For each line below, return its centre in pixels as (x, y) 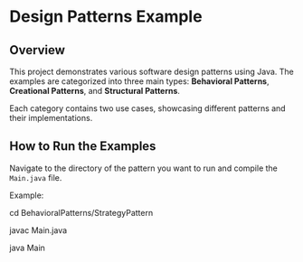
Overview (38, 50)
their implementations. (51, 118)
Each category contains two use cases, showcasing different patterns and (148, 108)
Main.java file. (36, 177)
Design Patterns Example (106, 17)
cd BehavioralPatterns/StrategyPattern (81, 212)
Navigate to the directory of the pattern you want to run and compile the (144, 168)
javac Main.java (38, 230)
